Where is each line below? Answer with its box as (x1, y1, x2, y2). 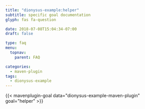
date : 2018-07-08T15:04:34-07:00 (5, 26, 77, 31)
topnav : (10, 50, 27, 55)
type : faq (5, 41, 27, 46)
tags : (5, 74, 17, 79)
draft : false (5, 31, 33, 37)
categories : (5, 64, 31, 69)
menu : (5, 45, 17, 50)
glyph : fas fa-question (5, 17, 57, 22)
